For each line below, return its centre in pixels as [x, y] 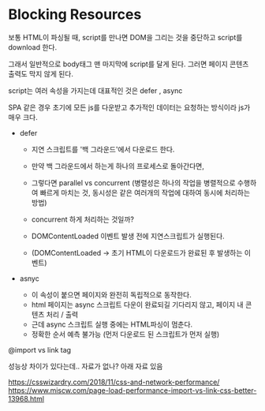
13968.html [26, 398]
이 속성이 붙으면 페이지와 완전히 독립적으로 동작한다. [111, 294]
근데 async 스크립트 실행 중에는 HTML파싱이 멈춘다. [112, 324]
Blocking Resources [75, 15]
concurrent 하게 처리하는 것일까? [82, 219]
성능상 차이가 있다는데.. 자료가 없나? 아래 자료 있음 [86, 366]
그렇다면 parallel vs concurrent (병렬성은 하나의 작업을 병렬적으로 [133, 182]
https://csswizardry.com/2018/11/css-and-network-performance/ [114, 382]
